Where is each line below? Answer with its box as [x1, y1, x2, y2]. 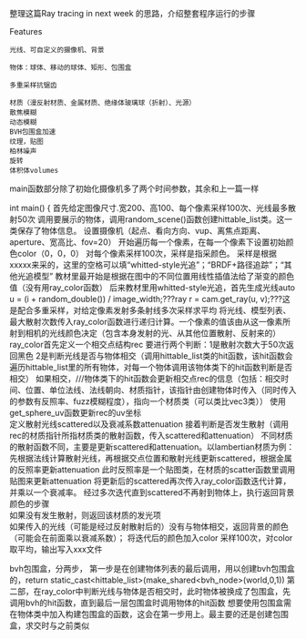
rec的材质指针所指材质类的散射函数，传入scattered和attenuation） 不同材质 [9, 431, 293, 441]
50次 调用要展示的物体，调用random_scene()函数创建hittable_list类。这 [16, 214, 285, 225]
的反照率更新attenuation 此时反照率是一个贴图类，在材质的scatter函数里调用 [9, 464, 296, 475]
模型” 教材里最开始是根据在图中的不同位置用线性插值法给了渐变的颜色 [33, 271, 295, 281]
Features [9, 26, 43, 36]
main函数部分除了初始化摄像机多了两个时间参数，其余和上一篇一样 [9, 183, 260, 194]
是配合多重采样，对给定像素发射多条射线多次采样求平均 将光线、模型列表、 [9, 305, 291, 316]
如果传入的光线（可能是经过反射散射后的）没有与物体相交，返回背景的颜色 [9, 522, 289, 532]
